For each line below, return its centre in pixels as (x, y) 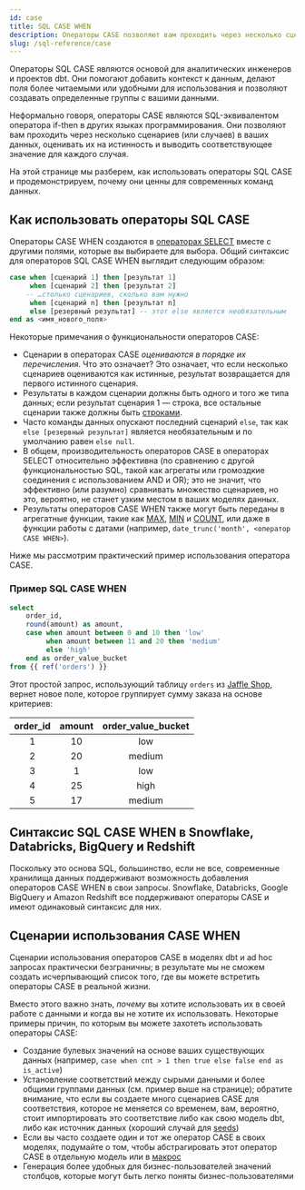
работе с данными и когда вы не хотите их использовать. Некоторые (144, 1014)
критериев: (31, 703)
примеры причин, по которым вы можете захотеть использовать (136, 1024)
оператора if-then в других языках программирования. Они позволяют (148, 125)
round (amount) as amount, (75, 625)
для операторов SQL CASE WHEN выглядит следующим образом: (138, 261)
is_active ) (43, 1070)
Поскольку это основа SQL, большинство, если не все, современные (145, 868)
